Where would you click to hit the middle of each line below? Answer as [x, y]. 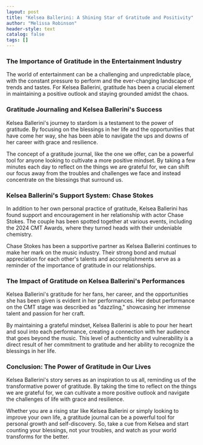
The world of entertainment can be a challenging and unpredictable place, [99, 75]
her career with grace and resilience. [52, 142]
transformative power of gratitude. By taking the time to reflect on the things [101, 386]
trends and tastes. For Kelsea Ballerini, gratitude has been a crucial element [101, 87]
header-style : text [31, 29]
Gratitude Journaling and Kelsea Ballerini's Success [84, 110]
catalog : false [25, 35]
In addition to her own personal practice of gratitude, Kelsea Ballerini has [97, 208]
